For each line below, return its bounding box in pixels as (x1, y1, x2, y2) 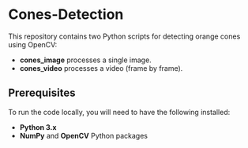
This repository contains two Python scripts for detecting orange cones (8, 31, 241, 41)
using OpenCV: (8, 39, 58, 49)
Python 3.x (19, 122, 57, 131)
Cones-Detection (8, 6, 124, 24)
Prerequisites (8, 87, 76, 100)
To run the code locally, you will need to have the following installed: (8, 107, 231, 117)
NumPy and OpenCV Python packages (19, 131, 148, 140)
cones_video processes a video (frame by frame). (19, 63, 183, 72)
